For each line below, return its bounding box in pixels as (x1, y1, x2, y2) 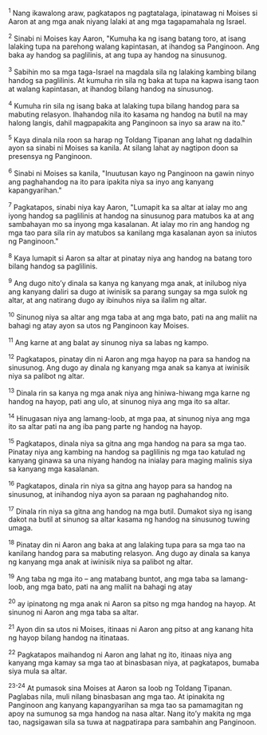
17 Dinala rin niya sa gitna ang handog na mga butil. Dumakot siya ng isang (8, 505, 253, 516)
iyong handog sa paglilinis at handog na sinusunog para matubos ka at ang (8, 211, 255, 220)
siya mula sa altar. (8, 666, 68, 676)
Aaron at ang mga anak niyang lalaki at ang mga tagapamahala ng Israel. (8, 16, 247, 26)
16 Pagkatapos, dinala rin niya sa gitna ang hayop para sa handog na (8, 479, 233, 491)
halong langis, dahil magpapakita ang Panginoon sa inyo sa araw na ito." (8, 117, 245, 127)
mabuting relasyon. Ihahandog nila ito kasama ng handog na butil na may (8, 109, 249, 119)
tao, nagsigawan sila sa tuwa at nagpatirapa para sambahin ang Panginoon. (8, 717, 257, 727)
